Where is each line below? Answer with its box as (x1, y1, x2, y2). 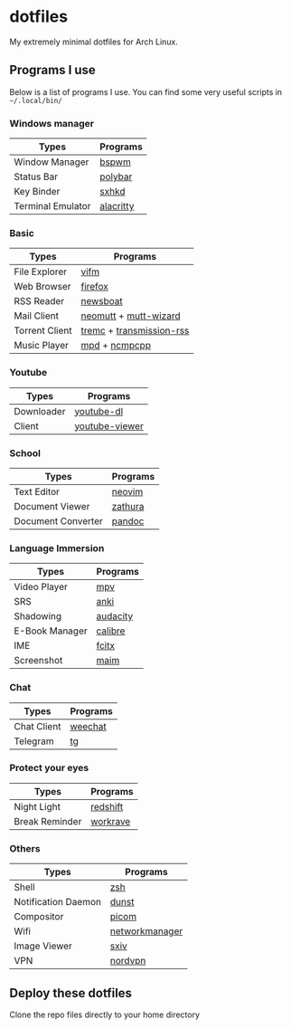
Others (9, 842, 41, 854)
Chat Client (14, 719, 61, 732)
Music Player (14, 339, 70, 352)
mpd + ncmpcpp (80, 339, 152, 352)
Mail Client (14, 310, 59, 322)
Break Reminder (14, 815, 82, 827)
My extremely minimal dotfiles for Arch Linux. (9, 36, 178, 47)
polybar (99, 170, 133, 183)
